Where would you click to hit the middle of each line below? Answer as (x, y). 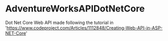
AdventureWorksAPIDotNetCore (75, 9)
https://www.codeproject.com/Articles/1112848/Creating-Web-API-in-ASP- (85, 27)
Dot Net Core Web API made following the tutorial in (59, 22)
